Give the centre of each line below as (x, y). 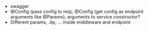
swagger (20, 6)
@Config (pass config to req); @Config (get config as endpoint (77, 11)
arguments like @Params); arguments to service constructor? (75, 17)
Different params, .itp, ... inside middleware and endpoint (70, 22)
